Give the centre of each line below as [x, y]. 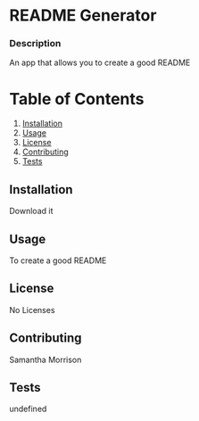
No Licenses [32, 310]
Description [35, 44]
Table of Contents [77, 99]
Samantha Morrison [46, 359]
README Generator [83, 16]
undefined [28, 409]
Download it [31, 211]
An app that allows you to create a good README [100, 62]
